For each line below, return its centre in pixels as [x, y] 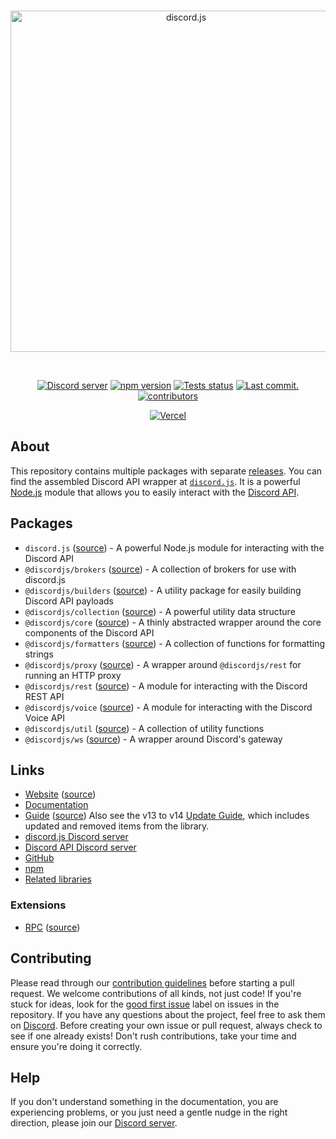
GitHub [39, 858]
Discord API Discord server [80, 847]
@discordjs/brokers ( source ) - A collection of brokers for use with [160, 569]
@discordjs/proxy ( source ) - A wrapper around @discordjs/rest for [163, 664]
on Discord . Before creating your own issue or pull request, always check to [166, 1025]
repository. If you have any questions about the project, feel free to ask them [168, 1014]
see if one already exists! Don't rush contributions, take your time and [153, 1036]
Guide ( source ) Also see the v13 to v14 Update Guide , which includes [167, 816]
